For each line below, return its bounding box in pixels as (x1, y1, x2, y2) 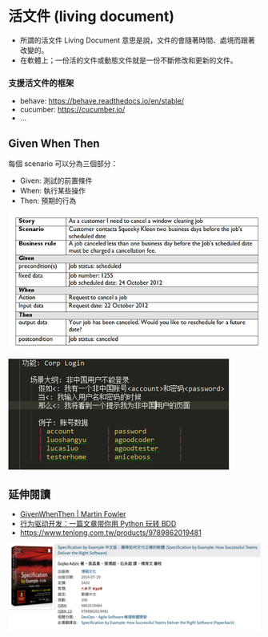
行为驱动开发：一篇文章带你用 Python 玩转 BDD (19, 519, 177, 529)
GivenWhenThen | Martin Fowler (19, 509, 126, 519)
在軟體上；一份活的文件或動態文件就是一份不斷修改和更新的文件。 (19, 55, 238, 65)
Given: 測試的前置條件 (19, 176, 93, 185)
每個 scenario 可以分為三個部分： (8, 159, 118, 168)
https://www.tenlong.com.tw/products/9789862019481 (19, 528, 202, 538)
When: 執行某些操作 (19, 186, 86, 196)
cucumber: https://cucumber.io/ (19, 105, 126, 115)
